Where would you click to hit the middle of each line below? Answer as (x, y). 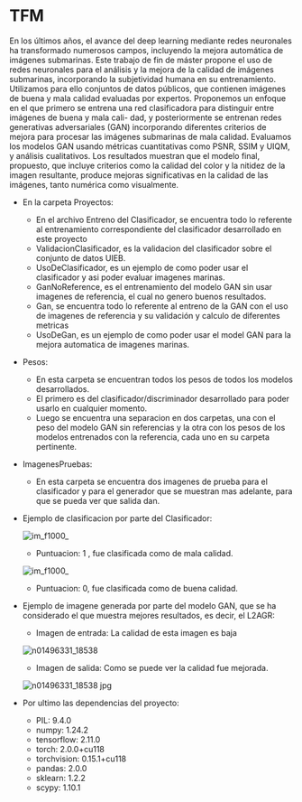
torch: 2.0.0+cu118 (70, 749)
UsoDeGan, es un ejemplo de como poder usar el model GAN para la (163, 334)
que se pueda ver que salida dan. (98, 500)
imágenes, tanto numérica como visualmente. (94, 184)
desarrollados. (63, 388)
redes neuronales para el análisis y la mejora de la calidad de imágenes (142, 70)
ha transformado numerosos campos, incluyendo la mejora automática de (146, 50)
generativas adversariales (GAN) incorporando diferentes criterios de (138, 126)
